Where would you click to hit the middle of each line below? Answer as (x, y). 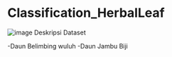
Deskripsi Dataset (60, 32)
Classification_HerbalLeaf (86, 13)
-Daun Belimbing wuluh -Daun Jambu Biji (68, 46)
